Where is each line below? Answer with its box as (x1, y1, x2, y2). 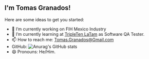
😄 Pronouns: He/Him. (11, 48, 56, 55)
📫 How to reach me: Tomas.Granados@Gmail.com (11, 36, 114, 43)
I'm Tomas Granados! (4, 4, 71, 12)
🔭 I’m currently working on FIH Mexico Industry (11, 26, 107, 32)
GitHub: (11, 44, 27, 49)
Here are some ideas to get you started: (4, 16, 85, 22)
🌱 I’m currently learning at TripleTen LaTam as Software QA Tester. (11, 31, 145, 37)
